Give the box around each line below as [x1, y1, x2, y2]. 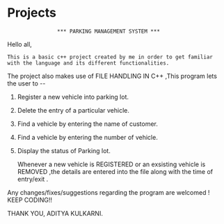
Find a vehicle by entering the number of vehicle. [17, 133, 158, 141]
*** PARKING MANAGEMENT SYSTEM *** [56, 28, 160, 35]
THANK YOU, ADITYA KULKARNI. [7, 209, 103, 217]
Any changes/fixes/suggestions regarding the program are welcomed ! [7, 188, 210, 196]
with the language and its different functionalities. [7, 59, 170, 67]
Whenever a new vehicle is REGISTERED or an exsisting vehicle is [17, 160, 206, 168]
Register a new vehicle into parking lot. [17, 93, 129, 101]
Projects [7, 5, 57, 21]
